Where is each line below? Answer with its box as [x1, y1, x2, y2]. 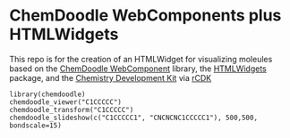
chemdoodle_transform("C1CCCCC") [9, 105, 134, 114]
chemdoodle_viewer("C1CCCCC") [9, 97, 123, 107]
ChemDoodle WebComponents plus [9, 5, 282, 26]
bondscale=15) [9, 121, 63, 130]
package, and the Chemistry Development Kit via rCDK [9, 72, 212, 83]
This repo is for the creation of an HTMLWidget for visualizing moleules [9, 53, 273, 64]
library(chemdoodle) [9, 90, 87, 99]
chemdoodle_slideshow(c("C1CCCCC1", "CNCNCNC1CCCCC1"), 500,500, [9, 113, 258, 122]
